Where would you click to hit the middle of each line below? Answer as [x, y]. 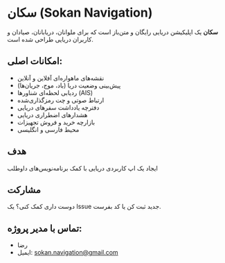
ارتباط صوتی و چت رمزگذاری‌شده [61, 100]
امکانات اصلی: [35, 61]
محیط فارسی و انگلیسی [48, 129]
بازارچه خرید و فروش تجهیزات [56, 122]
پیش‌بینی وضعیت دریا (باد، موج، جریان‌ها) [69, 85]
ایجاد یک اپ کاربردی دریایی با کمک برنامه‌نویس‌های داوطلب [82, 168]
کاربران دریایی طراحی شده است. [50, 39]
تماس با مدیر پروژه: [45, 228]
